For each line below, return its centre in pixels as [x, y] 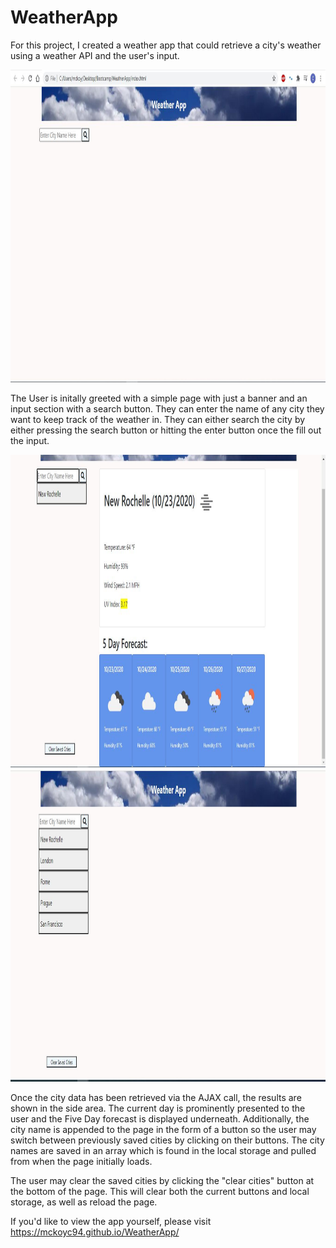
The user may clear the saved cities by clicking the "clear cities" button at [162, 1180]
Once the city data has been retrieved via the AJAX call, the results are [156, 1097]
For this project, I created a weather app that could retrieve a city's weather [166, 45]
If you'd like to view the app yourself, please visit [111, 1221]
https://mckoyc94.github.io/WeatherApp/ [95, 1232]
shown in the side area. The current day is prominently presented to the [158, 1108]
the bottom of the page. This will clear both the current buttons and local [160, 1191]
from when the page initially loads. [81, 1161]
